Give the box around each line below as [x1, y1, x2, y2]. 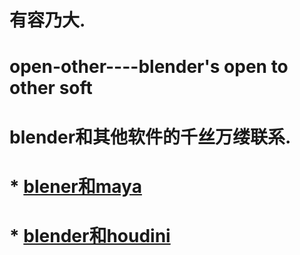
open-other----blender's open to [9, 56, 289, 78]
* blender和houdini [9, 224, 171, 247]
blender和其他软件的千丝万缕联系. [9, 126, 292, 148]
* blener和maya [9, 175, 142, 198]
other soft [9, 77, 93, 100]
